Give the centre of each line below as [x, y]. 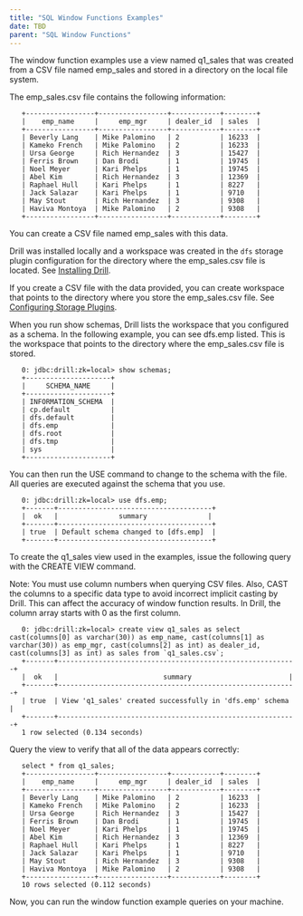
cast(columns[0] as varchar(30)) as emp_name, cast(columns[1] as [137, 638]
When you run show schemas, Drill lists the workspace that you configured [149, 325]
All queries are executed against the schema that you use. [118, 484]
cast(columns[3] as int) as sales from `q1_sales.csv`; [117, 653]
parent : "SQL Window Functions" [70, 34]
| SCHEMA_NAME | [68, 386]
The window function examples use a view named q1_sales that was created [151, 61]
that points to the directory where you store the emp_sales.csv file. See [142, 298]
